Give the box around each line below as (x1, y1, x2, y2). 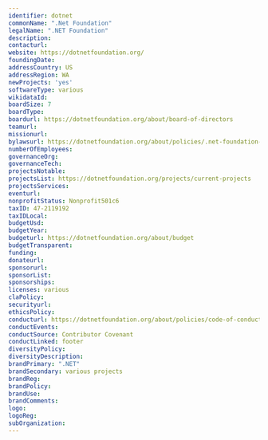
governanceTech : (8, 160, 62, 168)
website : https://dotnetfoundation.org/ (8, 49, 145, 57)
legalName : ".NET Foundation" (8, 26, 109, 34)
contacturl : (8, 41, 48, 49)
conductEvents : (8, 323, 59, 331)
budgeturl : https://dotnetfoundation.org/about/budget (8, 234, 195, 242)
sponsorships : (8, 278, 56, 287)
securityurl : (8, 301, 52, 308)
